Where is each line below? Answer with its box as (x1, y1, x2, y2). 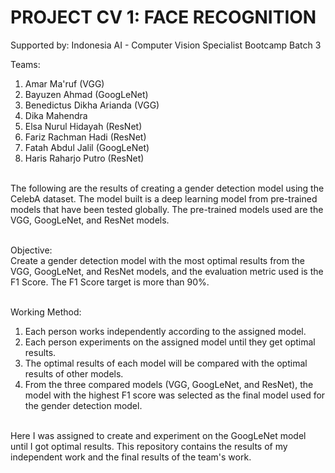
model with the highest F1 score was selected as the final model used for (24, 389, 326, 401)
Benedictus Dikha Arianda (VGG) (24, 99, 160, 111)
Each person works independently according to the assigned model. (24, 325, 307, 337)
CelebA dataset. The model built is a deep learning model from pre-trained (10, 192, 318, 205)
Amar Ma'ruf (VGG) (24, 77, 105, 90)
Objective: (10, 244, 53, 256)
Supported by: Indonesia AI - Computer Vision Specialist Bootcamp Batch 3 (10, 39, 322, 51)
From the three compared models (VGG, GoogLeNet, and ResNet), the (24, 378, 314, 390)
